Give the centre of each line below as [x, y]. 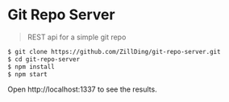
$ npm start [27, 74]
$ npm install [31, 67]
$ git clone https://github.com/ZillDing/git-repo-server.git [114, 51]
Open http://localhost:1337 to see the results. [83, 89]
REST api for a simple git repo [77, 37]
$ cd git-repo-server [44, 59]
